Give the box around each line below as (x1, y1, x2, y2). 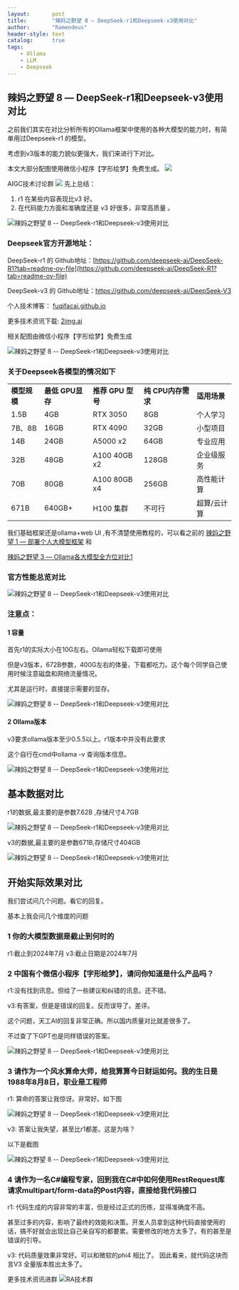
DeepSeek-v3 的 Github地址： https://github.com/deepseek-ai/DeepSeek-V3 (7, 286, 232, 295)
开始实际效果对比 (7, 876, 83, 889)
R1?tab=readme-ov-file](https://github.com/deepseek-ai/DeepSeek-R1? (7, 264, 217, 272)
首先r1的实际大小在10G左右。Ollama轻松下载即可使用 (7, 645, 162, 654)
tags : (7, 43, 23, 51)
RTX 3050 (92, 409, 128, 419)
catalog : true (7, 37, 65, 44)
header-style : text (7, 30, 65, 38)
